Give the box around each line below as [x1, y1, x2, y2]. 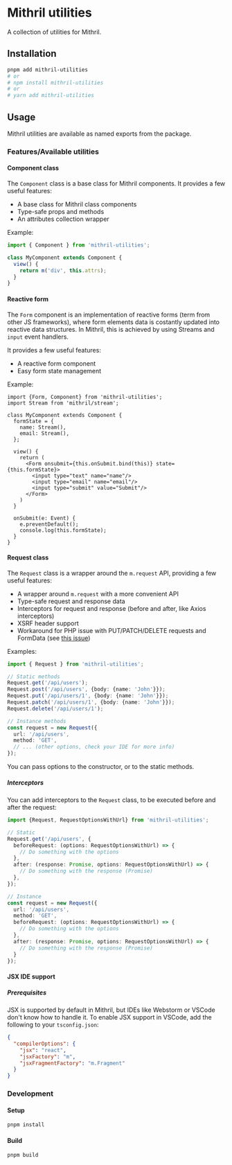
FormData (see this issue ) [17, 634, 91, 642]
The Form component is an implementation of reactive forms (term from [7, 310, 211, 319]
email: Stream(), [19, 429, 70, 437]
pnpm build [7, 1152, 39, 1159]
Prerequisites [7, 988, 47, 997]
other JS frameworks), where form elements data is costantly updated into [7, 317, 220, 326]
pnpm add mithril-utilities [7, 66, 89, 73]
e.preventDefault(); [19, 521, 79, 528]
